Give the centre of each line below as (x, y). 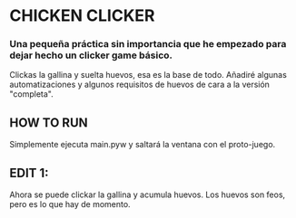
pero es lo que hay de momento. (70, 204)
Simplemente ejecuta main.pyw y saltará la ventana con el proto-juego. (143, 145)
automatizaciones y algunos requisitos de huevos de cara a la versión (140, 85)
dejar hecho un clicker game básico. (91, 55)
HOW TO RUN (49, 123)
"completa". (32, 94)
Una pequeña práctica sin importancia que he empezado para (148, 44)
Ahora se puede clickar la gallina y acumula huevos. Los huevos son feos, (148, 194)
